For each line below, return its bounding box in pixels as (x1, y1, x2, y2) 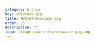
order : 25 (5, 20, 25, 26)
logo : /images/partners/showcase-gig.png (5, 29, 91, 34)
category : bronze (5, 7, 40, 12)
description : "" (5, 25, 38, 30)
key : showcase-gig (5, 12, 42, 16)
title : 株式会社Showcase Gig (5, 16, 61, 21)
